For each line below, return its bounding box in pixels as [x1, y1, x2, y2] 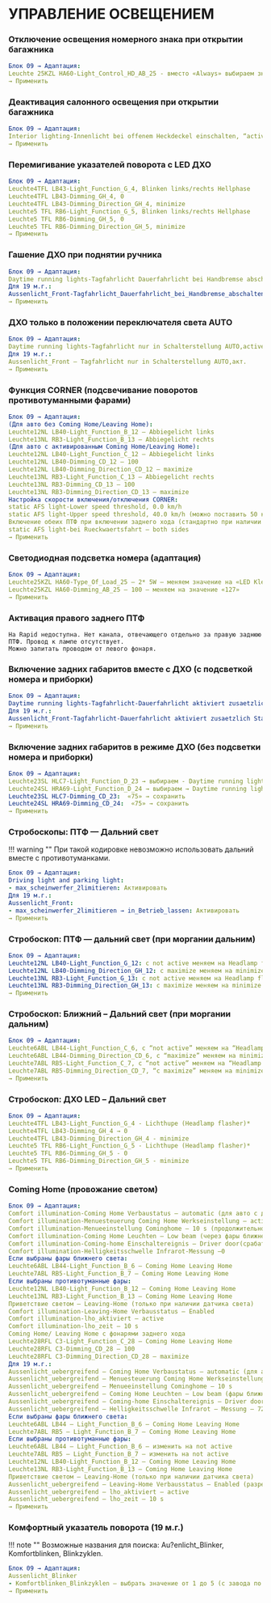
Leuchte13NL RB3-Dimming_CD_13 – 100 [8, 480, 135, 489]
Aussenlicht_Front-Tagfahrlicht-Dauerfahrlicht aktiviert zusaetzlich [8, 714, 251, 722]
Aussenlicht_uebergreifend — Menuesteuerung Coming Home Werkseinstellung [8, 1375, 265, 1383]
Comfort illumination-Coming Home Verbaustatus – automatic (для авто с [8, 1210, 258, 1218]
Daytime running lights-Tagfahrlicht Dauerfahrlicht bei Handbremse [8, 275, 244, 283]
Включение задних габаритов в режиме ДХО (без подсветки [8, 741, 261, 752]
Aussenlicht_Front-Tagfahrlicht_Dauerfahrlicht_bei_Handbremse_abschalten [8, 290, 265, 298]
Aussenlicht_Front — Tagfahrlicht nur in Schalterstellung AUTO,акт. [8, 357, 248, 366]
